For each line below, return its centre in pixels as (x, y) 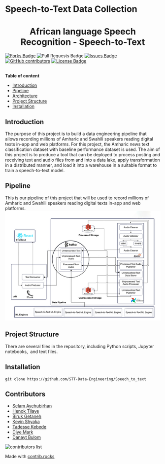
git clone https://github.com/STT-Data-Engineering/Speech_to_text (76, 379)
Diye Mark (23, 432)
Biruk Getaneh (27, 416)
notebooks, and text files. (32, 352)
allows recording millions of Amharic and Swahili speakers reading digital (79, 139)
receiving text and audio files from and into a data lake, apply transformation (82, 160)
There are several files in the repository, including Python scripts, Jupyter (80, 346)
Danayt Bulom (26, 437)
